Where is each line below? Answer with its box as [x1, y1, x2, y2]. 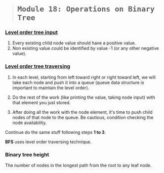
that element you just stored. [12, 99, 71, 105]
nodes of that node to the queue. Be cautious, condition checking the [12, 114, 154, 120]
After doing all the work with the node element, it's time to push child [12, 109, 153, 115]
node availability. [12, 120, 47, 126]
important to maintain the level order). [12, 85, 89, 90]
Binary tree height [5, 151, 49, 158]
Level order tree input [5, 29, 58, 36]
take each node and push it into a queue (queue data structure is [12, 79, 144, 86]
